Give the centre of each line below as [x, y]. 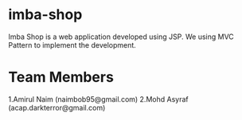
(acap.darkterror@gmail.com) [57, 107]
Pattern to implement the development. [72, 45]
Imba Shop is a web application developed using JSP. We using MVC [121, 37]
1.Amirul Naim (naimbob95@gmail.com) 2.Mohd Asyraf [98, 99]
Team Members [61, 77]
